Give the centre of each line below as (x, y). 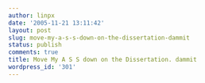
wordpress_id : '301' (43, 67)
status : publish (35, 45)
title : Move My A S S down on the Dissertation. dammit (102, 60)
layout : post (30, 30)
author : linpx (32, 15)
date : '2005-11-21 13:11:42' (56, 23)
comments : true (33, 52)
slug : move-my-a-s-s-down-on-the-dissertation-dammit (99, 38)
